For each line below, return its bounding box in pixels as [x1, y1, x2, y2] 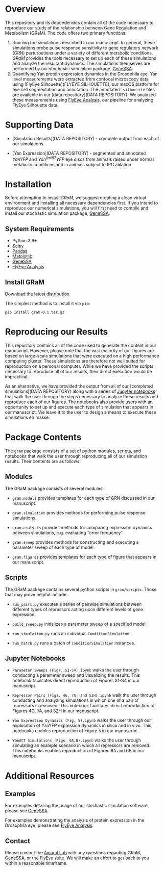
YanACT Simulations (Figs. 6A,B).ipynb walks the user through [12, 737, 141, 743]
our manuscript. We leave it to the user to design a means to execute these [5, 409, 157, 415]
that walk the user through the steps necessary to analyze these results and [5, 394, 158, 400]
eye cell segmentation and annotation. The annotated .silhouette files [12, 86, 155, 92]
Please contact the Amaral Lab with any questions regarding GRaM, [5, 850, 141, 856]
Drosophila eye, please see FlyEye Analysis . [5, 822, 94, 828]
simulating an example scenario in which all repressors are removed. [12, 742, 151, 748]
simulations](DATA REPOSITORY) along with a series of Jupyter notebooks [5, 388, 156, 394]
